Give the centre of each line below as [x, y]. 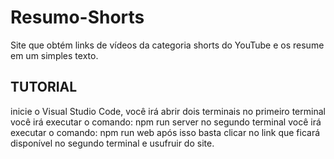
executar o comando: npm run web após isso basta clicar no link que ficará [165, 132]
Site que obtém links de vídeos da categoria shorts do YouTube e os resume [167, 45]
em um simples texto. [54, 55]
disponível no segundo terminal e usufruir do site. [112, 143]
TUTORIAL [44, 87]
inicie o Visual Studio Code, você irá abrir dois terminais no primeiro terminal [168, 111]
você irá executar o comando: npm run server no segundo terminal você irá [166, 122]
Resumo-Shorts [77, 17]
